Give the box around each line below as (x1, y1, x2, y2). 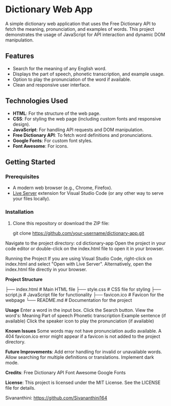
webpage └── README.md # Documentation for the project (5, 297, 132, 303)
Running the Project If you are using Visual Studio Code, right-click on (5, 255, 153, 261)
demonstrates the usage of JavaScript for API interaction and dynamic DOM (5, 31, 165, 37)
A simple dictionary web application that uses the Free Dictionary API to (5, 21, 156, 27)
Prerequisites (5, 173, 39, 180)
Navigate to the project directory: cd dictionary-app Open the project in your (5, 240, 166, 246)
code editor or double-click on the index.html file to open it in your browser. (5, 245, 164, 252)
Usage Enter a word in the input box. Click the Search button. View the (5, 307, 154, 313)
